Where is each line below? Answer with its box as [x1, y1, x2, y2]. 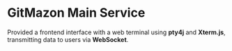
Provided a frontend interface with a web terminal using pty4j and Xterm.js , [7, 28, 226, 36]
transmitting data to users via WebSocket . [7, 35, 129, 43]
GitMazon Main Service [7, 5, 146, 21]
